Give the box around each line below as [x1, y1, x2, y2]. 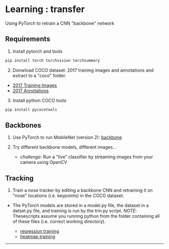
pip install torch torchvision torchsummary [5, 58, 100, 63]
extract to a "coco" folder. [12, 72, 66, 79]
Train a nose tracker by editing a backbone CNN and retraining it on [12, 188, 153, 194]
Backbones [5, 121, 42, 130]
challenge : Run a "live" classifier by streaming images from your [20, 154, 153, 160]
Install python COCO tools [12, 97, 67, 103]
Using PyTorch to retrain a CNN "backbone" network [5, 20, 115, 26]
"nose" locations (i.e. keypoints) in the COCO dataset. [12, 193, 124, 199]
